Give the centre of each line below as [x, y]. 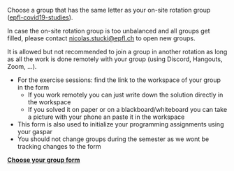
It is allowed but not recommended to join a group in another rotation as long [117, 52]
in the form [33, 87]
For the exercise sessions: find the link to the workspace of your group [119, 80]
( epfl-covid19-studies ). [40, 17]
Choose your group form [44, 160]
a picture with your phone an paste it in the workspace [106, 117]
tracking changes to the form [59, 146]
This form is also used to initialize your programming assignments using [120, 124]
